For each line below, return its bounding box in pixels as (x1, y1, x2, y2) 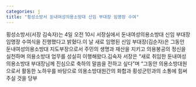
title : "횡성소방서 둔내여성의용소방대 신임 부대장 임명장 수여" (6, 14, 139, 20)
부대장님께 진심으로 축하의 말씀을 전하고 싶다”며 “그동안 (31, 60, 158, 67)
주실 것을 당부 (6, 74, 38, 82)
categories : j (6, 8, 41, 15)
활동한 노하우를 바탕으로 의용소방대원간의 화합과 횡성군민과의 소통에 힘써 (21, 67, 188, 74)
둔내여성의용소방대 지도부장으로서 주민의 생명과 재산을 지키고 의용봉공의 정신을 (6, 45, 186, 53)
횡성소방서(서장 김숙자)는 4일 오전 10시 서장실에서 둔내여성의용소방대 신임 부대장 (6, 30, 191, 38)
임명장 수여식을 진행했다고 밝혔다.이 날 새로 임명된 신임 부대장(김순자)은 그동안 (6, 38, 185, 45)
